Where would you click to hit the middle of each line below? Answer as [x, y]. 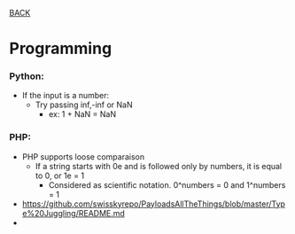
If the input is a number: [66, 96]
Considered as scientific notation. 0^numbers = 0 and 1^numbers [167, 184]
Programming [61, 49]
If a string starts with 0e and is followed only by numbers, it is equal [158, 166]
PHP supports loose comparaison [83, 156]
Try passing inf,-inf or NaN [84, 105]
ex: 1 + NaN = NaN [82, 114]
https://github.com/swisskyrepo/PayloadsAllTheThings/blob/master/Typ [154, 204]
